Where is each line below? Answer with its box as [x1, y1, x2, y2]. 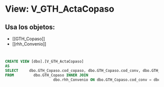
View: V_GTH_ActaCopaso [5, 3, 115, 15]
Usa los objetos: [5, 23, 55, 31]
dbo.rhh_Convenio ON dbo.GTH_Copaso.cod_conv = [53, 77, 152, 82]
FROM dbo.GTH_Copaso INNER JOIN [5, 72, 89, 78]
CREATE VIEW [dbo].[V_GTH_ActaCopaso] [5, 59, 84, 64]
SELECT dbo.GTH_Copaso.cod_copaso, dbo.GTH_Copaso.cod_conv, [5, 68, 141, 73]
